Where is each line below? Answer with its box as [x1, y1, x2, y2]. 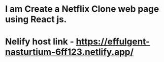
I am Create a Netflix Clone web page [5, 3, 159, 15]
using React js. [5, 14, 67, 25]
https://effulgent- [76, 36, 150, 47]
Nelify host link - [5, 36, 74, 47]
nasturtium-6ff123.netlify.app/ [5, 46, 134, 58]
